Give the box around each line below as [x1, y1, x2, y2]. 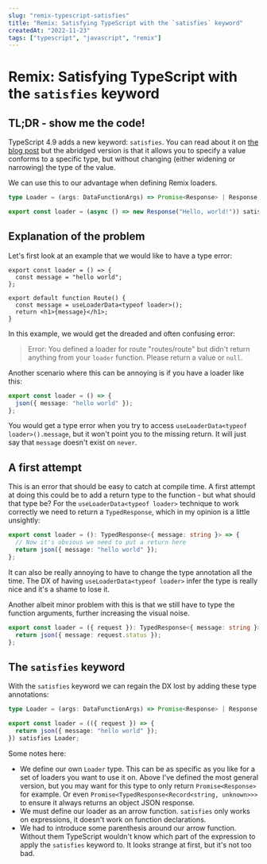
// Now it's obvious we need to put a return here [15, 538, 187, 546]
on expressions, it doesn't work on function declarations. [19, 815, 207, 824]
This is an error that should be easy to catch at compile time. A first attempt [8, 482, 256, 492]
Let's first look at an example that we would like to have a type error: [8, 251, 233, 260]
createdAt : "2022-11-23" [8, 26, 91, 34]
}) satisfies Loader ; [8, 734, 80, 742]
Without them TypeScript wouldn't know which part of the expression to [19, 831, 256, 841]
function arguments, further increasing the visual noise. [8, 608, 190, 618]
